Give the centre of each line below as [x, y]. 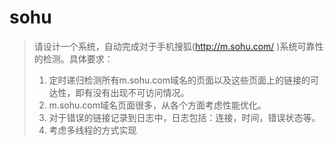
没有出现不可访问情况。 [141, 92]
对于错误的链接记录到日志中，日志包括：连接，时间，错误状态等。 [184, 117]
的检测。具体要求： [73, 58]
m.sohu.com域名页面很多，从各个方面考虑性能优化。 [157, 105]
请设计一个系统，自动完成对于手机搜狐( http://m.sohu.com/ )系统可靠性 [178, 46]
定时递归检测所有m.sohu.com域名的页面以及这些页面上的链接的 [179, 80]
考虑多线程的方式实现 [92, 130]
